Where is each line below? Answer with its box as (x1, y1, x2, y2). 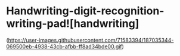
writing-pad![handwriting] (6, 17, 139, 30)
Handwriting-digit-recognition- (6, 4, 165, 18)
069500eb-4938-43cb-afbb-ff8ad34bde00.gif (6, 43, 122, 50)
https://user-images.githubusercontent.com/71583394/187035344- (8, 36, 174, 43)
